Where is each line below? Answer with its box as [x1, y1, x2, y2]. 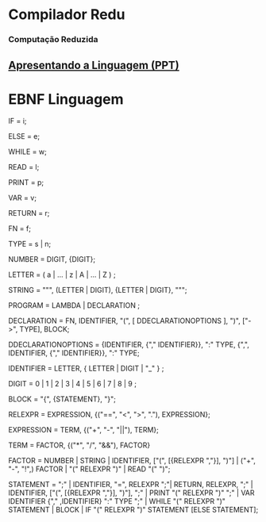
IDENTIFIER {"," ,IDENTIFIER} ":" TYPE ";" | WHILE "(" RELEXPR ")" [8, 497, 226, 506]
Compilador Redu [8, 6, 125, 24]
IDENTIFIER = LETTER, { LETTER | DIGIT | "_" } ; [8, 363, 164, 374]
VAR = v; [8, 193, 37, 203]
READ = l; [8, 163, 40, 172]
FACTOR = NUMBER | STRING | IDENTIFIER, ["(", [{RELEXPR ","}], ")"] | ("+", [8, 456, 256, 466]
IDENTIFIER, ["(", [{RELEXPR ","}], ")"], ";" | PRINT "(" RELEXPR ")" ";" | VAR [8, 488, 256, 497]
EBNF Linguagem [8, 90, 125, 108]
